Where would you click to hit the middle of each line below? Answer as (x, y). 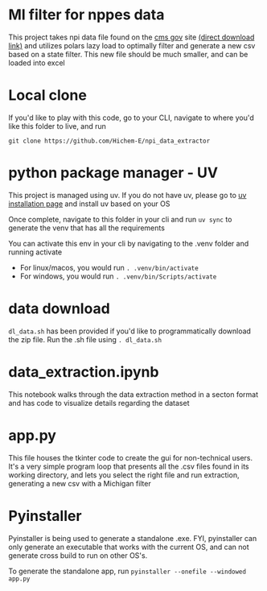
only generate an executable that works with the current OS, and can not (129, 547)
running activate (35, 252)
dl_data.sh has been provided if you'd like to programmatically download (130, 331)
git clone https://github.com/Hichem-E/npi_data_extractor (109, 141)
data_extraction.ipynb (84, 372)
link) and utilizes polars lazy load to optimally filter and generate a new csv (132, 45)
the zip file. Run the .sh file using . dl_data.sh (85, 339)
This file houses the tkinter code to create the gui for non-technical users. (131, 457)
